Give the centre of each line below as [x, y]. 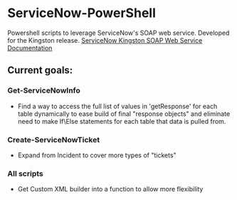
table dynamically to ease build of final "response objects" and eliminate [124, 114]
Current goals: [40, 70]
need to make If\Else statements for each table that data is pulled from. [122, 121]
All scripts [26, 174]
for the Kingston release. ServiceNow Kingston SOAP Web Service [105, 40]
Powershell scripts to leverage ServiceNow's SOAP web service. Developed [118, 33]
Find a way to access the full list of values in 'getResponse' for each [117, 106]
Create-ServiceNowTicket [54, 140]
